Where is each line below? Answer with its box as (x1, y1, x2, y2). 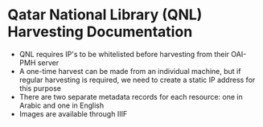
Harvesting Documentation (7, 23, 193, 41)
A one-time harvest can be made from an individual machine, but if (18, 66, 241, 76)
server (37, 58, 60, 68)
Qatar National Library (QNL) (7, 6, 203, 24)
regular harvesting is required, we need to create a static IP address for (18, 75, 256, 84)
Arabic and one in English (18, 100, 105, 110)
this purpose (18, 83, 62, 93)
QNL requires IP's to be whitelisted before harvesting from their (18, 49, 230, 59)
